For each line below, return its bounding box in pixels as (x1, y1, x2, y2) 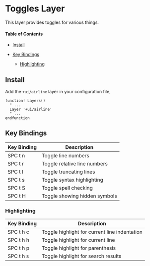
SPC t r (7, 160, 24, 167)
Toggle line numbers (41, 152, 89, 159)
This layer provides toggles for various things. (5, 19, 99, 25)
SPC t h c (7, 229, 29, 236)
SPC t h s (7, 253, 29, 260)
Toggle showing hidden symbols (41, 192, 118, 199)
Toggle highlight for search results (41, 253, 122, 260)
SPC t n (7, 152, 25, 159)
